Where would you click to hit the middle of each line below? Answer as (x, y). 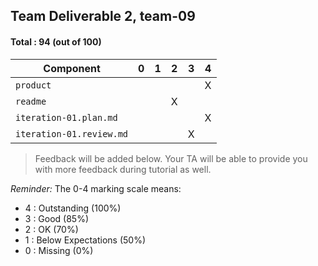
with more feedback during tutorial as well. (123, 169)
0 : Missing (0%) (59, 250)
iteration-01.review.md (72, 133)
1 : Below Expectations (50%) (85, 240)
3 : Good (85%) (57, 218)
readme (31, 101)
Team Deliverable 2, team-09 (103, 16)
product (33, 85)
